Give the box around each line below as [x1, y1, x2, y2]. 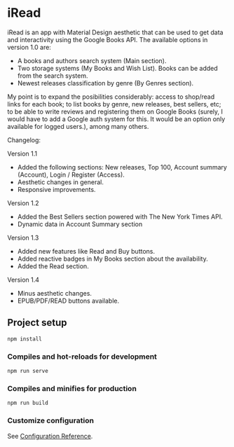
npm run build [7, 399, 49, 407]
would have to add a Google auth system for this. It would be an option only [7, 114, 226, 123]
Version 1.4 [7, 275, 40, 284]
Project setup [7, 317, 68, 329]
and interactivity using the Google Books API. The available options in [7, 35, 208, 43]
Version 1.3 [7, 233, 39, 242]
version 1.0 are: [7, 43, 51, 51]
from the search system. [17, 71, 88, 80]
